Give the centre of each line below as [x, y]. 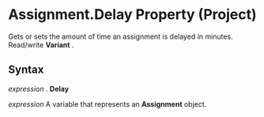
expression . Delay [39, 89]
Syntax [26, 70]
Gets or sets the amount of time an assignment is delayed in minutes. [121, 36]
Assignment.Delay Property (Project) [132, 15]
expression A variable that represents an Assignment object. [107, 104]
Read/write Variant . [41, 44]
